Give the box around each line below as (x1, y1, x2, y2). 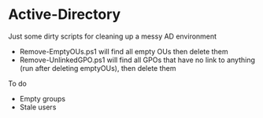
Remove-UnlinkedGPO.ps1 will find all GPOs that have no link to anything (19, 55, 256, 65)
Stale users (19, 102, 57, 112)
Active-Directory (8, 6, 121, 24)
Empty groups (19, 94, 65, 103)
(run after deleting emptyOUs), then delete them (19, 63, 176, 72)
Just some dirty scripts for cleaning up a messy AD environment (8, 31, 217, 41)
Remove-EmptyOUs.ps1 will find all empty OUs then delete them (19, 46, 228, 56)
